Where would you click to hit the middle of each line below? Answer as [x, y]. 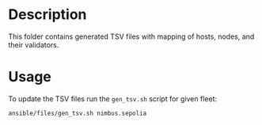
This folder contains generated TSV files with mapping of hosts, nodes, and [131, 36]
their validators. [34, 44]
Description [47, 15]
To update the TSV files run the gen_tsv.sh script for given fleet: [113, 98]
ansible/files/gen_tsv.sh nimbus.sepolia [78, 113]
